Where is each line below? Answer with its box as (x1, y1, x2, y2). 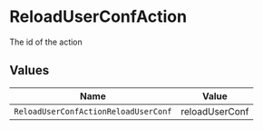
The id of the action (9, 36, 83, 47)
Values (9, 63, 50, 78)
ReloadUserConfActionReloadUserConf (14, 106, 172, 116)
